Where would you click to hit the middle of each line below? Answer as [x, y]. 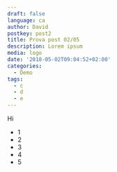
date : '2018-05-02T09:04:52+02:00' [59, 60]
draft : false [26, 14]
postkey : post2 [29, 33]
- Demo [23, 72]
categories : [25, 66]
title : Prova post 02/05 [43, 40]
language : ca [26, 20]
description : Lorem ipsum [45, 46]
